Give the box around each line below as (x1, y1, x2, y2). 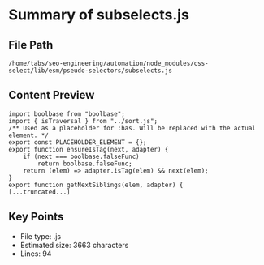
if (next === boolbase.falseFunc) (23, 152, 140, 160)
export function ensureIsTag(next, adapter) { (8, 145, 169, 153)
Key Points (8, 210, 64, 224)
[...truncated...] (8, 188, 71, 196)
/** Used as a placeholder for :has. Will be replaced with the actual (8, 124, 256, 132)
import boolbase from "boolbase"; (8, 109, 126, 118)
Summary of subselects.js (8, 6, 189, 24)
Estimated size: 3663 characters (19, 240, 129, 250)
